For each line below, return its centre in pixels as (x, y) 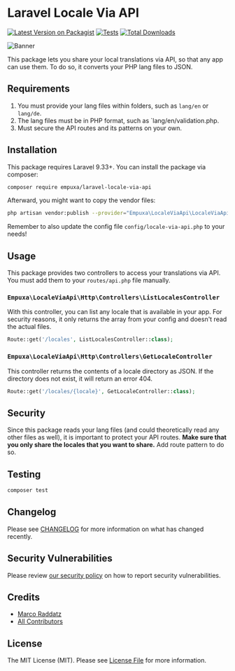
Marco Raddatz (39, 614)
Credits (24, 597)
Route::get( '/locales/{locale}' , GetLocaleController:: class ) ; (101, 391)
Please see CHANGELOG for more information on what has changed (106, 529)
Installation (32, 150)
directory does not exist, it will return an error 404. (80, 379)
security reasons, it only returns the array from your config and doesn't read (117, 319)
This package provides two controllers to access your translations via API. (114, 273)
